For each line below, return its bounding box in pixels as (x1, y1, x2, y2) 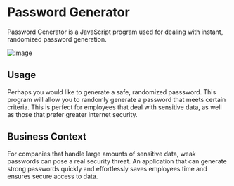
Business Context (7, 131, 86, 143)
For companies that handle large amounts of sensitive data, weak (7, 149, 196, 158)
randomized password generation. (7, 35, 107, 43)
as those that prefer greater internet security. (7, 110, 138, 118)
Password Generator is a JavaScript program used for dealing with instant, (7, 27, 223, 36)
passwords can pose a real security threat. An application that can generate (7, 156, 227, 166)
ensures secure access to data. (7, 172, 98, 180)
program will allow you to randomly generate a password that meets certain (7, 95, 226, 104)
